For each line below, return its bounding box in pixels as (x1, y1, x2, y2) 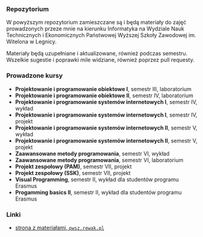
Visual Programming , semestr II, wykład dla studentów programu (15, 176, 179, 183)
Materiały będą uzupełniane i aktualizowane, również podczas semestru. (6, 50, 188, 57)
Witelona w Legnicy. (6, 38, 57, 46)
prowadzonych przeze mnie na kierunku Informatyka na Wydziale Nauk (6, 25, 185, 32)
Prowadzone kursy (6, 72, 63, 80)
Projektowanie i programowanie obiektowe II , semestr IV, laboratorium (15, 92, 194, 99)
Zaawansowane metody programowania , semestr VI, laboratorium (15, 156, 184, 163)
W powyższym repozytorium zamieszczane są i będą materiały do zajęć (6, 19, 187, 26)
